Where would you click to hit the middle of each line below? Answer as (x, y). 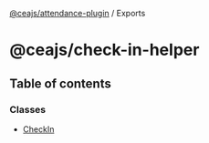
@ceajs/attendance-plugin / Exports (78, 13)
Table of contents (60, 83)
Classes (28, 109)
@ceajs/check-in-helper (104, 50)
